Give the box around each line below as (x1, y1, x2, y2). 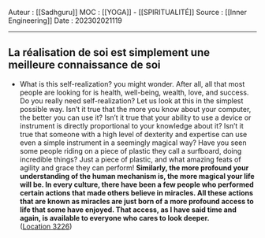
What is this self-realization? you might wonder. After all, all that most (19, 79, 245, 88)
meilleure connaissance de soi (8, 58, 161, 72)
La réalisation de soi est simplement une (8, 46, 211, 59)
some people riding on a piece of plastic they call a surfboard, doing (19, 146, 242, 155)
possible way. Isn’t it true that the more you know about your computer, (19, 104, 252, 113)
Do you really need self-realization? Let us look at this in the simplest (19, 95, 244, 106)
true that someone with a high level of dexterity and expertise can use (19, 129, 248, 139)
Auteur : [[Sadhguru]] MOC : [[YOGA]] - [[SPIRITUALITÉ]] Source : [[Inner (8, 8, 247, 17)
